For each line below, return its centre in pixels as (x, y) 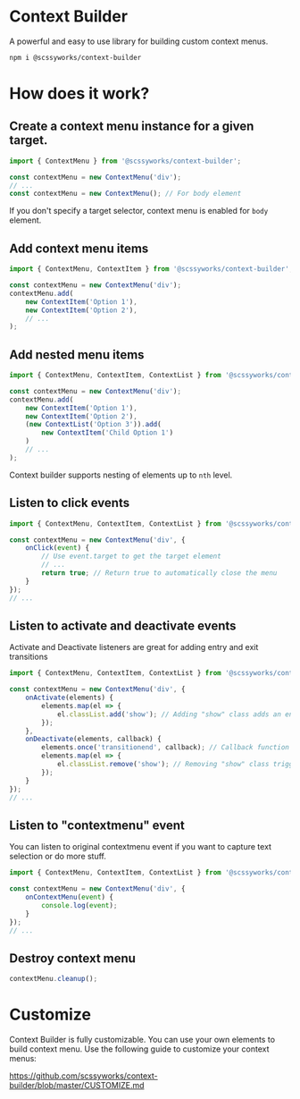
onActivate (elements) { (70, 698)
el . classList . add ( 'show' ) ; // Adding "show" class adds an (169, 714)
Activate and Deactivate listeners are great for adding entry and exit (134, 647)
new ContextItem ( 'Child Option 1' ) (108, 433)
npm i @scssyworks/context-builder (75, 57)
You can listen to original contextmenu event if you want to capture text (141, 847)
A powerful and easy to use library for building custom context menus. (139, 41)
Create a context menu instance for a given (132, 127)
